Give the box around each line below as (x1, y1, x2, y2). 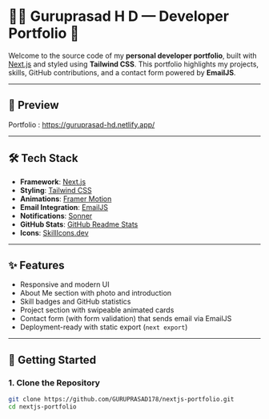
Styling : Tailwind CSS (19, 185, 92, 195)
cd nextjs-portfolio (8, 402, 78, 411)
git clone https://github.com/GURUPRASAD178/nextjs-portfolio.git (8, 396, 235, 404)
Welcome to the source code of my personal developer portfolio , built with (8, 50, 258, 60)
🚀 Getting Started (8, 353, 97, 367)
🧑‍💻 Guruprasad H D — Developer (8, 7, 230, 26)
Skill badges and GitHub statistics (19, 296, 131, 307)
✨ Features (8, 258, 65, 272)
